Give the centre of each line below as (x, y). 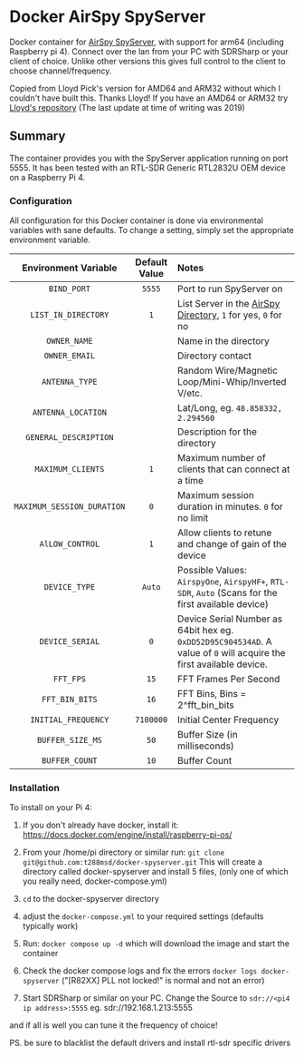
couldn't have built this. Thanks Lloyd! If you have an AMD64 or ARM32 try (149, 98)
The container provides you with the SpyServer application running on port (149, 158)
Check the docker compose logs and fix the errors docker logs (140, 971)
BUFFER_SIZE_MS (69, 740)
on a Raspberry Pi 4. (47, 177)
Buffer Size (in (208, 735)
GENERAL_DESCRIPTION (70, 438)
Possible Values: (212, 571)
